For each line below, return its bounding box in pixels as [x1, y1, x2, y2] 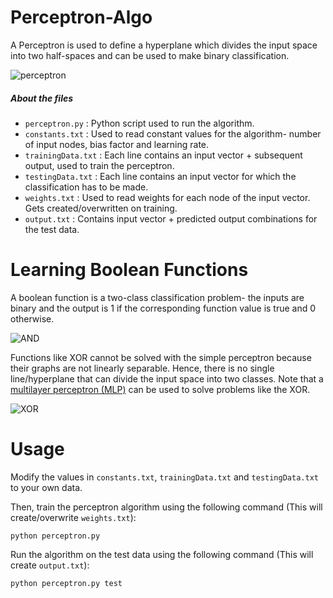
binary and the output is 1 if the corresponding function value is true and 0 [10, 302, 317, 314]
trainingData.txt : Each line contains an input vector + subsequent [24, 149, 303, 161]
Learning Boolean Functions [10, 259, 249, 281]
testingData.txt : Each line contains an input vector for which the [24, 170, 297, 182]
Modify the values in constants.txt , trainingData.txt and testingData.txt [10, 471, 319, 483]
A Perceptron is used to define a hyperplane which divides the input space [10, 39, 318, 51]
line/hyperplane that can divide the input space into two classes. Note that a [10, 372, 324, 385]
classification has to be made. [24, 181, 149, 193]
